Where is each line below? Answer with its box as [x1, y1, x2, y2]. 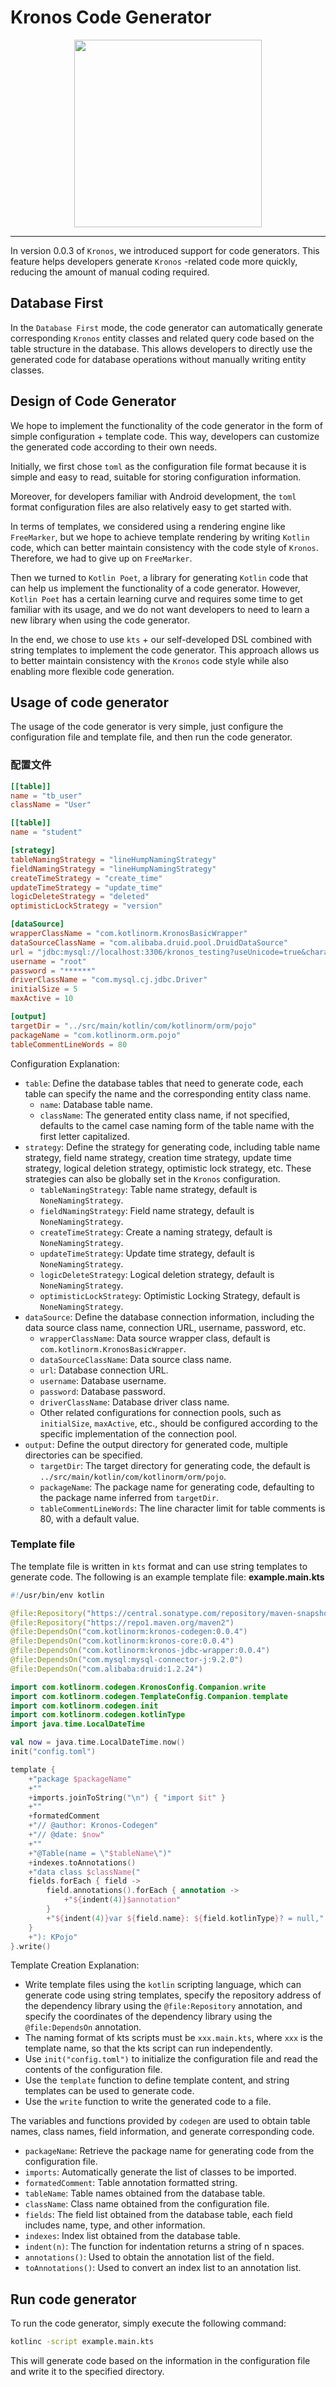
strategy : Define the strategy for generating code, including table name [24, 1141, 321, 1153]
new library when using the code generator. [10, 614, 190, 626]
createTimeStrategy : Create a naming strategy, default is [39, 1226, 273, 1238]
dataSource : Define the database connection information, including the [24, 1311, 315, 1323]
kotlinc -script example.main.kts [10, 2337, 155, 2347]
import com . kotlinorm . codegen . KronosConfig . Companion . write [10, 1682, 267, 1692]
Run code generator [10, 2291, 137, 2308]
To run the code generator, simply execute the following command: [10, 2317, 287, 2330]
